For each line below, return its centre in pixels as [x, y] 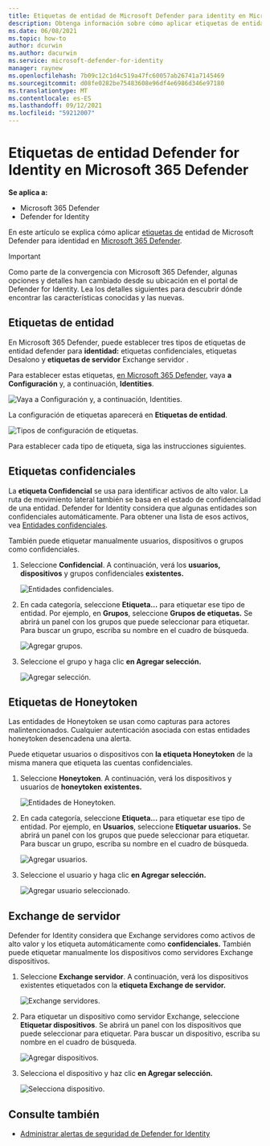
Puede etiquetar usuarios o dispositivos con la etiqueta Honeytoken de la [131, 755]
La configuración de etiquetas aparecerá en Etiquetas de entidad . [118, 415]
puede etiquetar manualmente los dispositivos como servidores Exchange [131, 953]
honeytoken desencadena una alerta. [70, 738]
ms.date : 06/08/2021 [43, 31]
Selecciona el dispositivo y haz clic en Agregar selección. [116, 1074]
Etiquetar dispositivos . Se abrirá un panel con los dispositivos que [131, 1025]
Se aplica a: [28, 192]
